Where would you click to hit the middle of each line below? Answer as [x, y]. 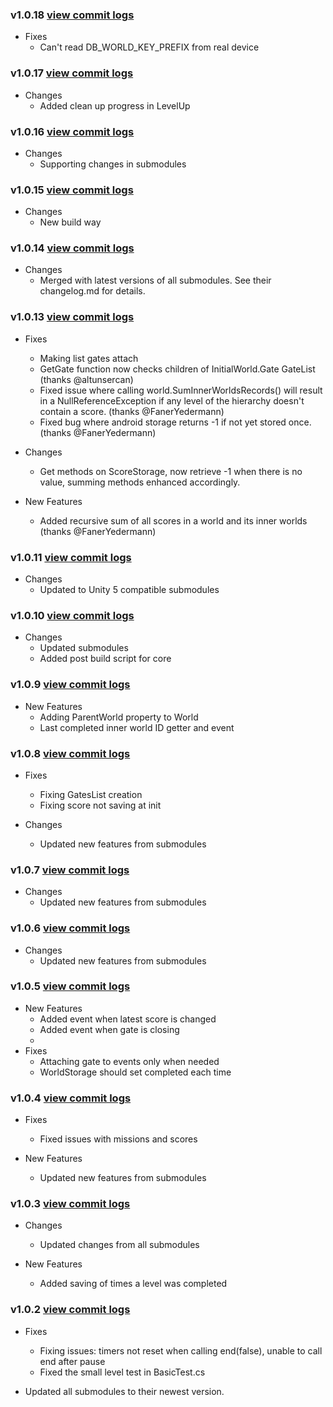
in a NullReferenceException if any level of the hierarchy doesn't [172, 400]
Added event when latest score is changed [128, 1019]
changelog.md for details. [92, 291]
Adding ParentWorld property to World [119, 717]
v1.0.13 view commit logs [72, 317]
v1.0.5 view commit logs [70, 986]
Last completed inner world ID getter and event [137, 727]
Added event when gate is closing [109, 1029]
